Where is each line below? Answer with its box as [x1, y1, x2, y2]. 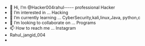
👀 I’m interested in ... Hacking [9, 10, 69, 15]
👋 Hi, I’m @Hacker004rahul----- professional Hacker [9, 5, 115, 10]
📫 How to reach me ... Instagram [9, 25, 76, 31]
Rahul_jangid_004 [9, 32, 46, 38]
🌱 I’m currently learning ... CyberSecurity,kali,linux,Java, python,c [9, 15, 141, 20]
